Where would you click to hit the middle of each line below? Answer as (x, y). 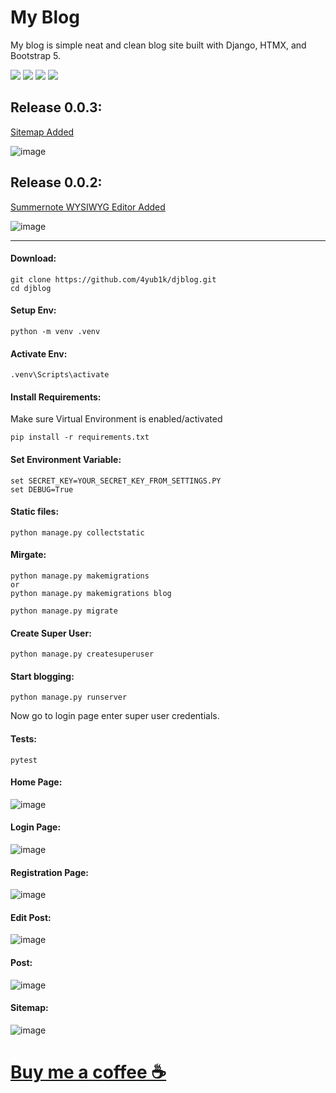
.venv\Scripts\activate (60, 375)
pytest (24, 760)
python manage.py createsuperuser (82, 654)
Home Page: (36, 782)
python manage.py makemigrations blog (91, 593)
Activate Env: (39, 353)
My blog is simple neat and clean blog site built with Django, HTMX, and (158, 45)
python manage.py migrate (64, 611)
